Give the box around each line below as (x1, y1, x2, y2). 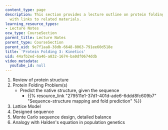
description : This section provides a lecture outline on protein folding (5, 12, 164, 17)
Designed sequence (12, 108, 54, 115)
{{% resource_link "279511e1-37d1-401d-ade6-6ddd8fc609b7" (27, 93, 156, 99)
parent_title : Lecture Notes (5, 35, 66, 40)
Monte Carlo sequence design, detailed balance (12, 114, 111, 120)
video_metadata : (5, 58, 39, 63)
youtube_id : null (9, 63, 46, 68)
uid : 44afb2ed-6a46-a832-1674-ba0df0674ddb (5, 53, 97, 59)
